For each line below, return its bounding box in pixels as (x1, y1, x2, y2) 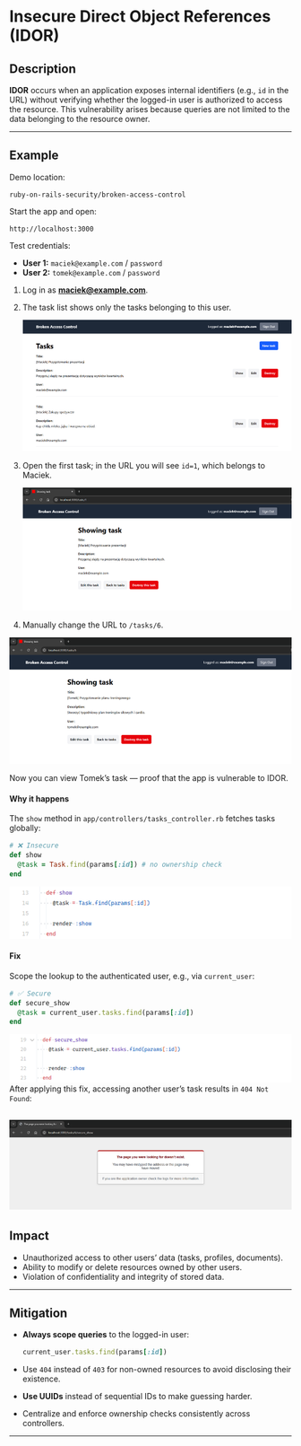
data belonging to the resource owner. (9, 114, 150, 124)
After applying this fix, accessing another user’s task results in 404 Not (9, 1083, 269, 1094)
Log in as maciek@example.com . (21, 285, 149, 295)
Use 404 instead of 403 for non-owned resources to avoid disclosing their (21, 1364, 292, 1375)
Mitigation (9, 1306, 68, 1321)
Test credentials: (9, 240, 71, 250)
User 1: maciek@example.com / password (21, 258, 163, 268)
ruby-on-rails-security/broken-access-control (9, 190, 186, 199)
